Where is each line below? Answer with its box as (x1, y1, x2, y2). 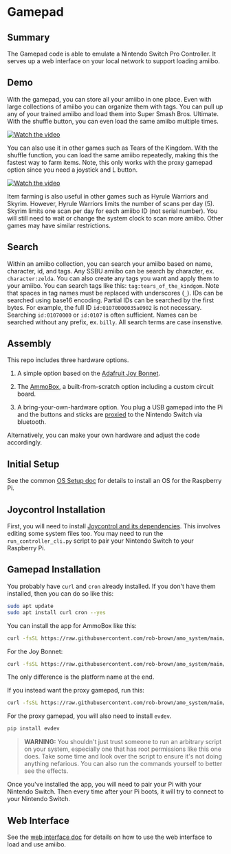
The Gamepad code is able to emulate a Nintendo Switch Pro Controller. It (7, 49, 217, 58)
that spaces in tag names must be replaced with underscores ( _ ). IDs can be (7, 289, 223, 297)
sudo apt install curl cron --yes (7, 609, 107, 616)
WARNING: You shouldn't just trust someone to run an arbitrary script (23, 738, 222, 746)
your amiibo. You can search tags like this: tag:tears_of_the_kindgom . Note (7, 281, 219, 289)
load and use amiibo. (7, 840, 67, 849)
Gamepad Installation (7, 564, 101, 576)
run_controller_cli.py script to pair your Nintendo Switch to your (7, 537, 194, 545)
